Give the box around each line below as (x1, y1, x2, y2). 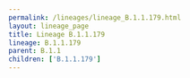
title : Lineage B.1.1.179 (8, 30, 105, 39)
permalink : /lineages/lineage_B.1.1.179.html (8, 13, 181, 22)
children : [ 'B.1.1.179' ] (8, 55, 101, 64)
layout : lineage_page (8, 22, 90, 30)
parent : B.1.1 (8, 47, 62, 56)
